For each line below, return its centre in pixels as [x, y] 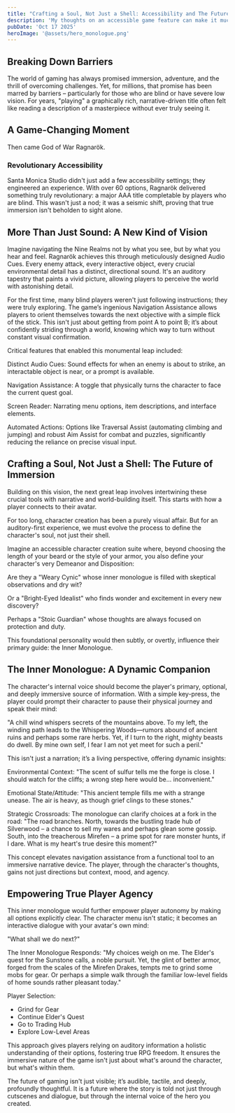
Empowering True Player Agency [80, 894]
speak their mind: [32, 708]
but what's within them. [41, 1067]
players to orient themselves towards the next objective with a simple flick [114, 314]
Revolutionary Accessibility [55, 165]
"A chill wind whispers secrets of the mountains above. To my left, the [108, 722]
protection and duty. [36, 626]
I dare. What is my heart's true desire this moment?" [82, 843]
